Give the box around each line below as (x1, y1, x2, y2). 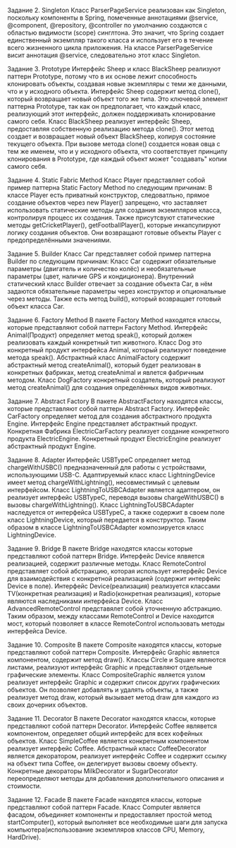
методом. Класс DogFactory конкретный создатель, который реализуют (7, 376, 225, 384)
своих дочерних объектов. (7, 700, 88, 709)
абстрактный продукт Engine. (7, 442, 97, 450)
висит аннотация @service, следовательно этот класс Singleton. (7, 51, 201, 59)
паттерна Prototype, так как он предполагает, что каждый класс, (7, 102, 202, 110)
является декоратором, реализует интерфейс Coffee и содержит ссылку (7, 752, 227, 760)
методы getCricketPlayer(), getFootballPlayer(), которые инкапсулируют (7, 221, 221, 229)
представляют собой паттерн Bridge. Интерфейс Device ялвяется (7, 552, 205, 560)
